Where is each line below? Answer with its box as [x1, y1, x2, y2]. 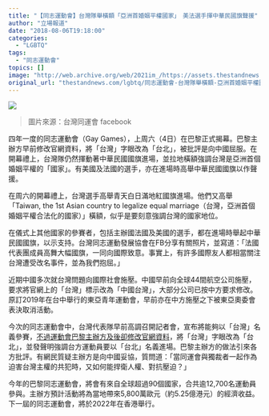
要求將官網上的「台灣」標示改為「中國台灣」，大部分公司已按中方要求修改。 [8, 285, 258, 294]
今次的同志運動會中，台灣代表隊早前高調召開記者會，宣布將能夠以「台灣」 [8, 322, 254, 331]
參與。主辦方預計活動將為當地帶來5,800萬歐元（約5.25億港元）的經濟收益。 [8, 389, 259, 398]
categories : [8, 34, 48, 42]
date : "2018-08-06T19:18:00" [8, 26, 106, 34]
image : [8, 71, 30, 79]
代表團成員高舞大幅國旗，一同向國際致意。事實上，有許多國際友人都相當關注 [8, 247, 261, 257]
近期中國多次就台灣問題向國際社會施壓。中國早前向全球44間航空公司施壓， [8, 274, 256, 284]
